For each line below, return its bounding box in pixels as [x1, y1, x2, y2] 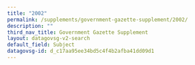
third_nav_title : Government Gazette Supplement [7, 28, 148, 36]
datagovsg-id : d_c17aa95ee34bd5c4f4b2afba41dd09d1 [7, 48, 155, 55]
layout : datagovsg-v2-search [7, 35, 90, 42]
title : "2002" [7, 9, 48, 17]
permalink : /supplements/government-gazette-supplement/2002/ [7, 16, 188, 23]
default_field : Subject [7, 41, 75, 48]
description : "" [7, 22, 53, 29]
